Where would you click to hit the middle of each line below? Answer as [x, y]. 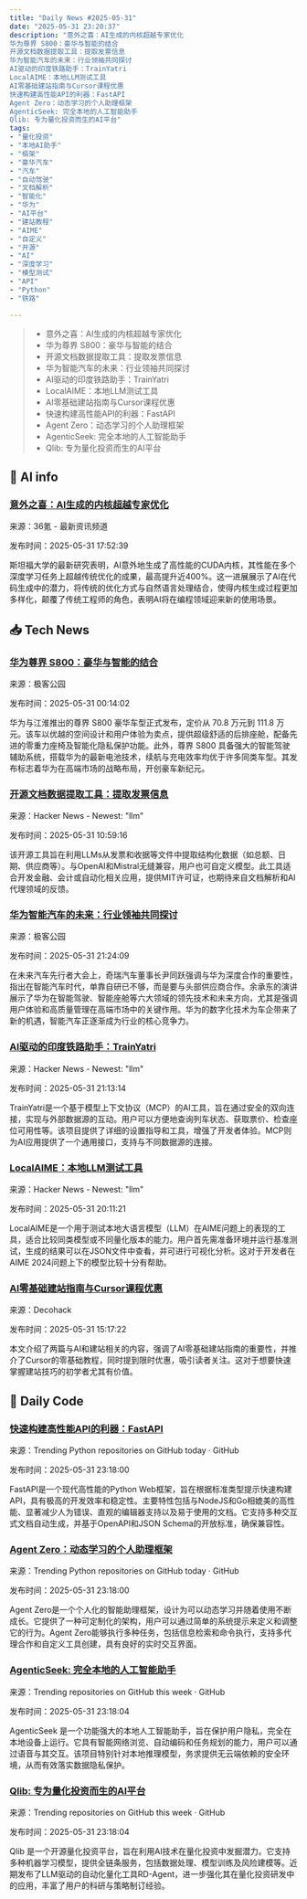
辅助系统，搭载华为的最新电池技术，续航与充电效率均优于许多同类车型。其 [149, 757]
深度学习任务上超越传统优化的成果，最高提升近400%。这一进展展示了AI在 [149, 577]
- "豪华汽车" [32, 162]
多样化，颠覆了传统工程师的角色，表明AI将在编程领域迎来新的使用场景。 [145, 599]
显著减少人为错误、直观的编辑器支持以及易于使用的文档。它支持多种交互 [161, 1512]
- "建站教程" [32, 222]
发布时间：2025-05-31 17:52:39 [69, 546]
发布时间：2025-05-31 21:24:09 [69, 956]
